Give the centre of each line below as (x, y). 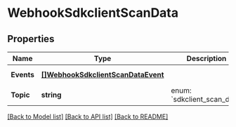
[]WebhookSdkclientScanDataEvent (103, 75)
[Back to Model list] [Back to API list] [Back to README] (88, 116)
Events (23, 75)
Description (206, 59)
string (51, 95)
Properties (31, 39)
